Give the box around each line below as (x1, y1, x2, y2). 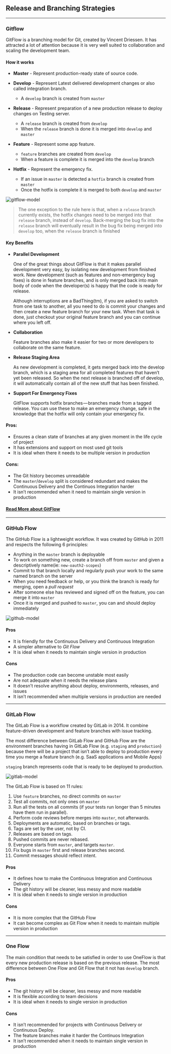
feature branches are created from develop (20, 151, 111, 157)
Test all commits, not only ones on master (13, 799, 100, 805)
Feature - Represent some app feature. (13, 141, 95, 147)
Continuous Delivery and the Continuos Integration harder (13, 483, 134, 489)
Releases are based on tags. (13, 831, 73, 837)
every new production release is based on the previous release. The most (6, 960, 160, 966)
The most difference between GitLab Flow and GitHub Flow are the (6, 738, 146, 744)
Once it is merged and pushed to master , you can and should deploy (13, 600, 156, 606)
